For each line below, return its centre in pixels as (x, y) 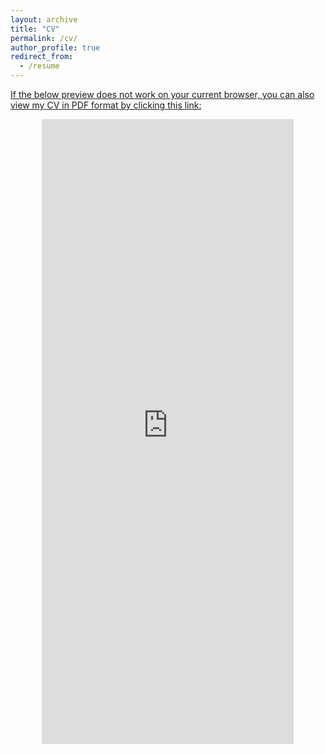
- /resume (39, 66)
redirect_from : (42, 57)
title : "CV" (35, 29)
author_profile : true (55, 47)
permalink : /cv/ (44, 38)
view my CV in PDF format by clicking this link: (106, 105)
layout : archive (44, 19)
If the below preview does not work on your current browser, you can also (162, 94)
